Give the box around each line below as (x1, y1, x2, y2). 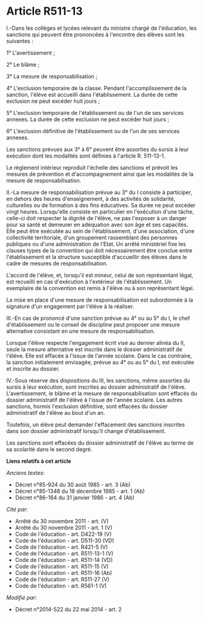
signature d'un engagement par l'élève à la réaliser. (6, 302, 135, 310)
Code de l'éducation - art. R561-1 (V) (15, 582, 107, 589)
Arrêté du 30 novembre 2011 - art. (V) (15, 517, 109, 524)
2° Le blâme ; (6, 61, 40, 68)
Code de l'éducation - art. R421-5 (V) (15, 543, 108, 550)
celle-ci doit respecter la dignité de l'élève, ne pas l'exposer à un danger (6, 214, 187, 221)
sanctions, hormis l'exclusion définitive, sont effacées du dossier (6, 403, 168, 410)
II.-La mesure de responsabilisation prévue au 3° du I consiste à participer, (6, 189, 193, 196)
